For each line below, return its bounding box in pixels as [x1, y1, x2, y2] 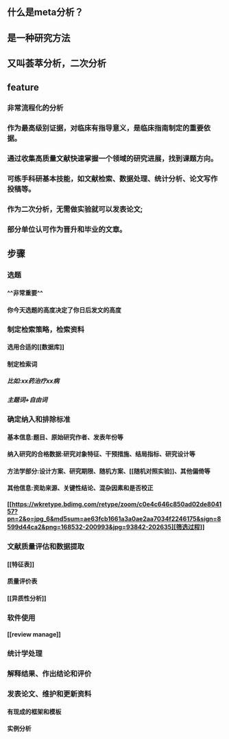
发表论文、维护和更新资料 [7, 690, 92, 698]
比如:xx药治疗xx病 [7, 377, 60, 385]
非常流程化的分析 [7, 103, 64, 113]
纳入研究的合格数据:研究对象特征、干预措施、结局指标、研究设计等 [7, 450, 195, 459]
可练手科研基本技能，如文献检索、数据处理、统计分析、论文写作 [7, 174, 218, 184]
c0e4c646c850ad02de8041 [138, 500, 222, 509]
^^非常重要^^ [7, 289, 43, 297]
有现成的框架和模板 [7, 707, 62, 716]
